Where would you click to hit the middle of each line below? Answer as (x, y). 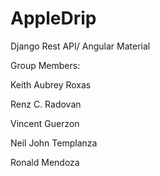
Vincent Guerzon (45, 123)
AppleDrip (53, 18)
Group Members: (45, 65)
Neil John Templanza (54, 143)
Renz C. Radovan (46, 104)
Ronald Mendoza (45, 162)
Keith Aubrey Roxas (51, 84)
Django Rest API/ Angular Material (80, 46)
